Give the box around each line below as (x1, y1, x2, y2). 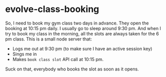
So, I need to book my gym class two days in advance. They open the (5, 20, 149, 26)
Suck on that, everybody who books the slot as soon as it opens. (5, 66, 139, 72)
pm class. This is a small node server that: (5, 36, 92, 42)
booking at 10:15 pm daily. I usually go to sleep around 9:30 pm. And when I (5, 25, 161, 31)
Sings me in (12, 51, 37, 57)
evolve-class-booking (5, 3, 99, 15)
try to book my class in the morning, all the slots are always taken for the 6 (5, 30, 159, 36)
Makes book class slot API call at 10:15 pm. (12, 56, 104, 62)
